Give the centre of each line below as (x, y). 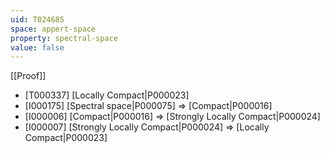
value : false (37, 47)
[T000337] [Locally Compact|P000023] (107, 95)
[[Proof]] (28, 76)
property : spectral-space (64, 38)
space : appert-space (53, 29)
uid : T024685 (37, 19)
